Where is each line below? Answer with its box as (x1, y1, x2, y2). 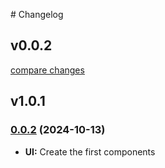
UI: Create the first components (24, 145, 156, 158)
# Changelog (10, 9, 64, 20)
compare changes (10, 64, 85, 76)
